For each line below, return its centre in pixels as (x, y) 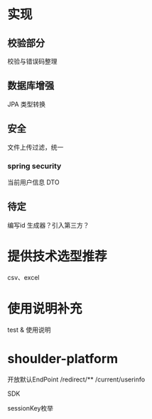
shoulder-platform (63, 358)
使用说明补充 (45, 308)
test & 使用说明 (29, 330)
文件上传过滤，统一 (36, 147)
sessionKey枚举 (30, 408)
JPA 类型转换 (27, 104)
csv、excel (23, 277)
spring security (34, 166)
